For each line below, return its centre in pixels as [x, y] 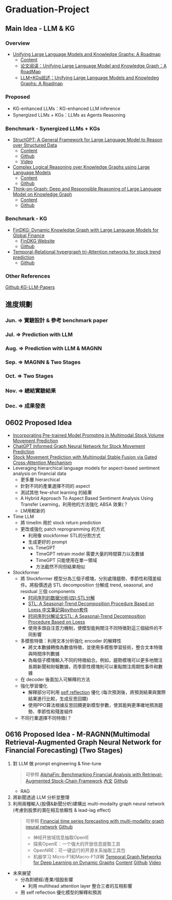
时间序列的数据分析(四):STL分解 [61, 598]
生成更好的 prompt [48, 542]
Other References [28, 276]
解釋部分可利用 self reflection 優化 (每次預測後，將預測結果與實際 [97, 692]
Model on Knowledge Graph [42, 194]
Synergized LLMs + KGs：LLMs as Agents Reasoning [69, 115]
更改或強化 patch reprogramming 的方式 [62, 529]
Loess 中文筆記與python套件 [58, 610]
